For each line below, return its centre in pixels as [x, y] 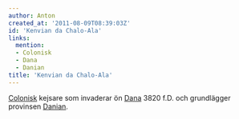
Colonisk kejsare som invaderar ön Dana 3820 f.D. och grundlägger [119, 97]
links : [19, 38]
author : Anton [32, 16]
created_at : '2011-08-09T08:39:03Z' [69, 23]
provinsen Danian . [38, 106]
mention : [30, 46]
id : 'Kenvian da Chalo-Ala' [55, 30]
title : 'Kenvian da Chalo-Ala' [61, 75]
